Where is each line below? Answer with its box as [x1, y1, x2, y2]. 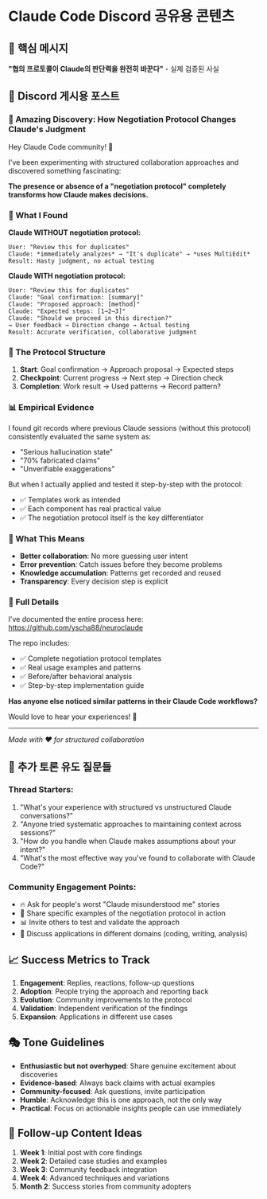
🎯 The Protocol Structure [8, 346, 106, 357]
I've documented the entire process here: [8, 615, 144, 624]
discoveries [19, 1069, 58, 1079]
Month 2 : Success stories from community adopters [19, 1181, 192, 1191]
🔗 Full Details [8, 596, 60, 607]
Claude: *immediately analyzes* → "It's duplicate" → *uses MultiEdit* [8, 250, 250, 258]
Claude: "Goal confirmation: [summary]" [8, 293, 145, 301]
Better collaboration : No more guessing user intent [19, 551, 188, 560]
